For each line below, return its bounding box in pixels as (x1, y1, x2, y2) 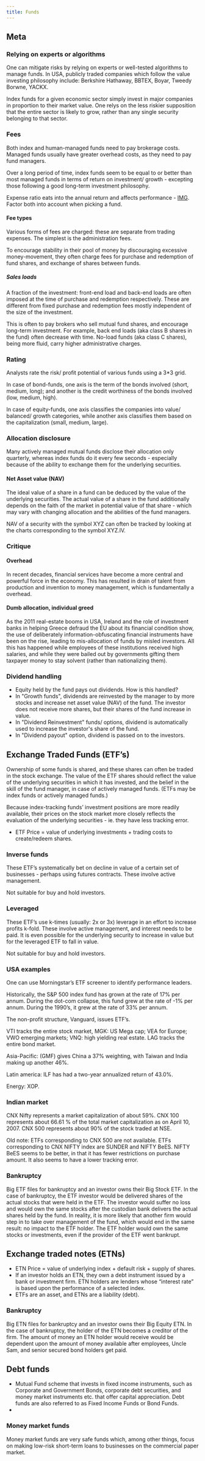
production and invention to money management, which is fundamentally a (6, 583, 194, 591)
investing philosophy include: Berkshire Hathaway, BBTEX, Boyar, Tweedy (6, 77, 192, 85)
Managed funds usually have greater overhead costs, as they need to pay (6, 151, 192, 158)
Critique (6, 542, 31, 550)
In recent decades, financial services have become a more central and (6, 570, 184, 578)
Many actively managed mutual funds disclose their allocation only (6, 448, 174, 455)
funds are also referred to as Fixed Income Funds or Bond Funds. (15, 1400, 179, 1407)
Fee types (6, 214, 32, 222)
